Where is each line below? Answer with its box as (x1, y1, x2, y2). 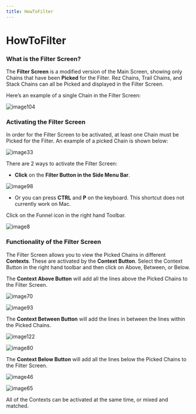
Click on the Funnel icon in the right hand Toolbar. (6, 212, 126, 219)
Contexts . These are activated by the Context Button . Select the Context (6, 257, 183, 264)
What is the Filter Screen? (6, 55, 81, 63)
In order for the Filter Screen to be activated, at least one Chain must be (6, 131, 180, 138)
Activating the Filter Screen (6, 118, 86, 126)
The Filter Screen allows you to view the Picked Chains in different (6, 251, 166, 258)
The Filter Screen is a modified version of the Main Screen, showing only (6, 68, 183, 75)
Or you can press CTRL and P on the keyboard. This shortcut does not (14, 194, 184, 201)
